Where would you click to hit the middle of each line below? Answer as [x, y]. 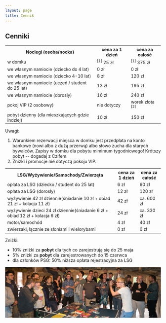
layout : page [19, 10]
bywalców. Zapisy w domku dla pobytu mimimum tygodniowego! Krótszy [86, 151]
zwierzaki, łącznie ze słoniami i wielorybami [51, 229]
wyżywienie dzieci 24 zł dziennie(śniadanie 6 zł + [58, 210]
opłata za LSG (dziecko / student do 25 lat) [51, 184]
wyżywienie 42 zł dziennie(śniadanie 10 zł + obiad [59, 198]
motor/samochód [25, 222]
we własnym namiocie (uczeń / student [47, 83]
